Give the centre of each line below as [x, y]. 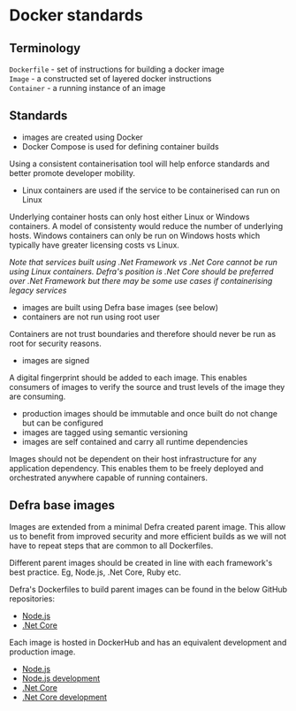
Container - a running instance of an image [87, 88]
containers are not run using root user [91, 317]
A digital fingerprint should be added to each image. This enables [128, 378]
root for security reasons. [55, 343]
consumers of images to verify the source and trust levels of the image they [147, 386]
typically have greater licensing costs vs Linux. [94, 245]
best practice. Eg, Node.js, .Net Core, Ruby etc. [95, 572]
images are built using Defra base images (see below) [120, 307]
